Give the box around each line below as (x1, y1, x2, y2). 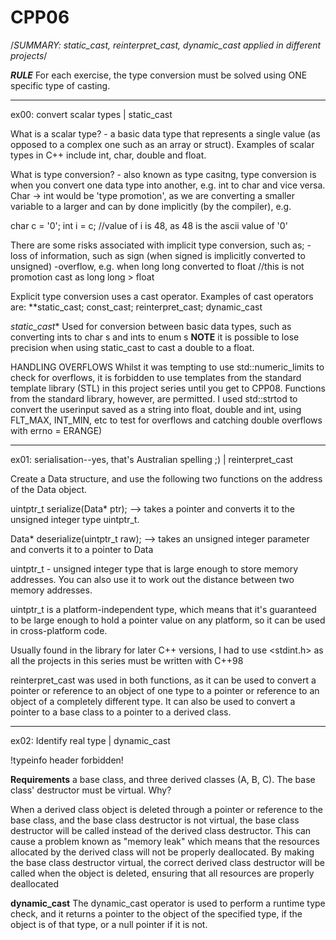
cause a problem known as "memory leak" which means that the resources (10, 835, 320, 847)
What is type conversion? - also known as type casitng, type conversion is (10, 168, 317, 180)
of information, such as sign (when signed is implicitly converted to (29, 249, 306, 261)
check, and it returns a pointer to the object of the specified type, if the (10, 907, 303, 920)
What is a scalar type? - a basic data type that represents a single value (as (10, 127, 321, 140)
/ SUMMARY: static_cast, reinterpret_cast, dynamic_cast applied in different (10, 39, 322, 51)
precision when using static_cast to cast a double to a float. (10, 341, 255, 353)
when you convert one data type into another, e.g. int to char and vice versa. (10, 179, 326, 191)
